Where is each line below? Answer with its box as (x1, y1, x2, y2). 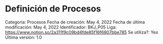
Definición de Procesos (5, 3, 101, 14)
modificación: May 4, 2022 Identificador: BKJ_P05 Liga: (5, 24, 117, 30)
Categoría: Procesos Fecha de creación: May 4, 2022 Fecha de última (5, 19, 145, 25)
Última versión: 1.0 (5, 34, 42, 40)
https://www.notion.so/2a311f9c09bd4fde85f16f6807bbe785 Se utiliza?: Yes (5, 29, 158, 35)
